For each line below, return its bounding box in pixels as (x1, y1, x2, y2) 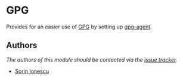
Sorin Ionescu (14, 68, 49, 75)
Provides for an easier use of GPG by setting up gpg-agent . (6, 23, 152, 30)
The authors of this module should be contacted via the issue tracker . (6, 56, 178, 63)
